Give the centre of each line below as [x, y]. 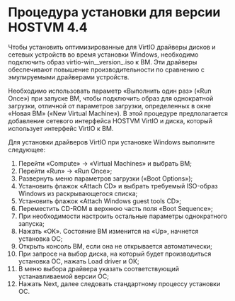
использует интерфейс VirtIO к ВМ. [61, 128]
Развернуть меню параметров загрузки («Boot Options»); [105, 178]
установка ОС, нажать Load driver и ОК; [79, 261]
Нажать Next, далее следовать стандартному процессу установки [119, 283]
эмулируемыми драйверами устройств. [69, 77]
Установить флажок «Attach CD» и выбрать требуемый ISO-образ [118, 186]
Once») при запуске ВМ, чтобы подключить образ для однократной [111, 98]
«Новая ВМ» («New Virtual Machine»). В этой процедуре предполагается [118, 113]
